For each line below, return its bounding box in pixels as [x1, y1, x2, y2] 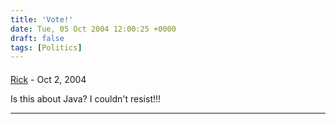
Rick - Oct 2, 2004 [10, 73, 87, 85]
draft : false [10, 33, 65, 43]
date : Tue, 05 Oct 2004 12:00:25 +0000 [10, 24, 177, 34]
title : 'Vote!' [10, 14, 74, 25]
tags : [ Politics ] [10, 42, 83, 53]
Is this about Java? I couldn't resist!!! [10, 92, 162, 105]
